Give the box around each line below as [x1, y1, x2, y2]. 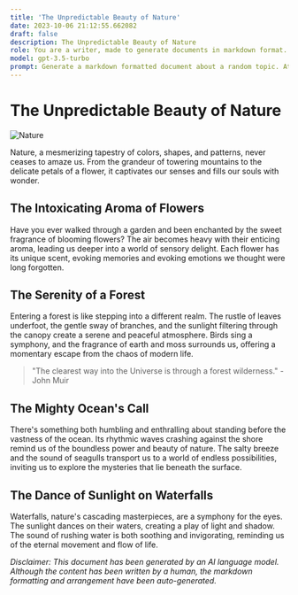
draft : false [10, 29, 58, 38]
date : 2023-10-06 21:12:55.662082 [10, 21, 138, 30]
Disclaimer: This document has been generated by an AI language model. [10, 557, 279, 568]
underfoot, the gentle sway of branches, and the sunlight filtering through [10, 321, 279, 331]
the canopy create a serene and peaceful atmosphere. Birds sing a [10, 329, 253, 341]
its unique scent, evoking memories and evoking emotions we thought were [10, 252, 286, 263]
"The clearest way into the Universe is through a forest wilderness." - [31, 366, 284, 376]
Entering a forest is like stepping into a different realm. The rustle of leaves [10, 311, 282, 321]
